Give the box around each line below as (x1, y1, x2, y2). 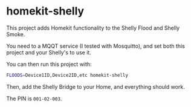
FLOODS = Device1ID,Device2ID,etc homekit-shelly (6, 72, 129, 78)
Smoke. (6, 30, 25, 37)
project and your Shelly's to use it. (6, 48, 92, 56)
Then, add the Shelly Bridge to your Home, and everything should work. (6, 83, 186, 90)
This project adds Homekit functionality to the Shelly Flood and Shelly (6, 24, 180, 31)
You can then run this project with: (6, 60, 92, 68)
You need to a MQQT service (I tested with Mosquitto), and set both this (6, 42, 186, 50)
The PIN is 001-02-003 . (6, 95, 62, 102)
